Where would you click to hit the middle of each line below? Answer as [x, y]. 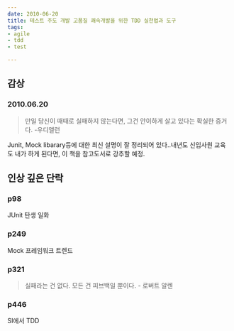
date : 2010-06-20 [33, 14]
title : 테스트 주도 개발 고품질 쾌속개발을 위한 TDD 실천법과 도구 [92, 21]
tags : [15, 27]
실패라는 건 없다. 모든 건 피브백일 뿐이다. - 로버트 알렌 [99, 286]
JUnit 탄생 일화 [28, 215]
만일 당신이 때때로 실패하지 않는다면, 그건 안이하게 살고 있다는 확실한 [119, 121]
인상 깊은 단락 [35, 178]
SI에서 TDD [23, 321]
